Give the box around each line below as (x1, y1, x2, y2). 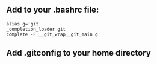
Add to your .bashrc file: (6, 5, 99, 15)
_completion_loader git (6, 26, 66, 32)
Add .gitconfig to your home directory (6, 48, 152, 58)
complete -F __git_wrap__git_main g (6, 31, 98, 37)
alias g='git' (6, 21, 42, 27)
